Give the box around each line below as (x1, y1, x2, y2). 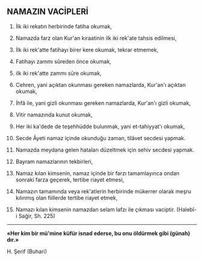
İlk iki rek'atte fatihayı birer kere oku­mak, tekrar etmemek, (15, 46, 159, 53)
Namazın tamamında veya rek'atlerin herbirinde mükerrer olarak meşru (15, 187, 192, 195)
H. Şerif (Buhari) (7, 248, 48, 255)
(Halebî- (176, 205, 197, 213)
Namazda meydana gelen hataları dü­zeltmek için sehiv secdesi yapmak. (15, 146, 195, 153)
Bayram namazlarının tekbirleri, (15, 158, 93, 165)
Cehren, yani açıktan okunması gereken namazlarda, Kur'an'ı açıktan (15, 81, 186, 88)
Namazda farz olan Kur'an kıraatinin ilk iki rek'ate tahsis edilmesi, (15, 34, 177, 42)
